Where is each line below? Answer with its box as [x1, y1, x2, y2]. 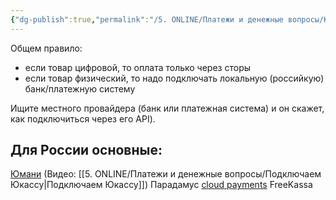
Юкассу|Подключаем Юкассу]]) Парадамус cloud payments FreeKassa [10, 179, 313, 191]
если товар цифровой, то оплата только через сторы [24, 61, 252, 73]
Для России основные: [10, 142, 163, 159]
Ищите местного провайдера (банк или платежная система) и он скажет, [10, 102, 325, 114]
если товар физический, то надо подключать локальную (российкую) [24, 72, 325, 84]
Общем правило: [10, 42, 83, 54]
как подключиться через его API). [10, 112, 156, 125]
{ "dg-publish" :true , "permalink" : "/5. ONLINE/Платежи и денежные [10, 14, 284, 25]
